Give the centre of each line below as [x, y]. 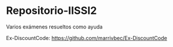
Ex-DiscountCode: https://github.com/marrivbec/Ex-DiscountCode [86, 38]
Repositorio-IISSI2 [52, 11]
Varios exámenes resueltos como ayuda [54, 27]
